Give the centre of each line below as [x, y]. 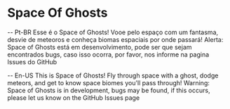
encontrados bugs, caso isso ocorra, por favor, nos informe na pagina [108, 54]
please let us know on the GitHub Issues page [74, 97]
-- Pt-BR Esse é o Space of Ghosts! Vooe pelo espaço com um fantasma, [113, 32]
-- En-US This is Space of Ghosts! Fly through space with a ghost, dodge [113, 75]
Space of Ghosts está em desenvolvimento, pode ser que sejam [100, 47]
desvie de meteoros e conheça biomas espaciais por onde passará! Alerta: [115, 39]
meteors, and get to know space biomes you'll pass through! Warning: [109, 82]
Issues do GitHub [32, 61]
